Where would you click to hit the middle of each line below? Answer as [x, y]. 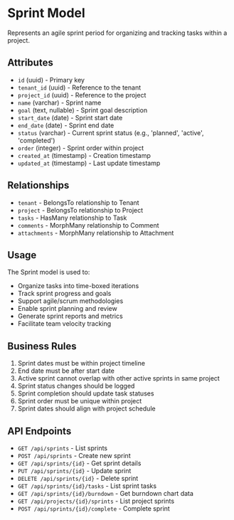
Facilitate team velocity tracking [64, 324]
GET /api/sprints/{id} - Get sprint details [79, 463]
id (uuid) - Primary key [51, 80]
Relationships [38, 185]
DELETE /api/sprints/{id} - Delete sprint [78, 478]
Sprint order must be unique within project [80, 401]
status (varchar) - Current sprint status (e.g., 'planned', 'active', [111, 132]
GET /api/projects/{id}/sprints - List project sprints [96, 501]
